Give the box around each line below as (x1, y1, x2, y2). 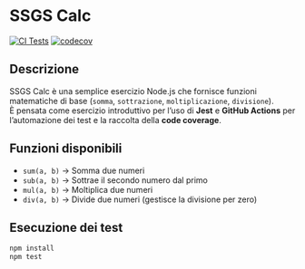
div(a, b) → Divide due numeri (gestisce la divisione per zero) (22, 194, 258, 205)
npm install (9, 244, 54, 254)
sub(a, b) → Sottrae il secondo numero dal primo (22, 174, 209, 186)
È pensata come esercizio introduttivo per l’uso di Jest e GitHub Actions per (9, 105, 296, 116)
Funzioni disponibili (9, 141, 123, 157)
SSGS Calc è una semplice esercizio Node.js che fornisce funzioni (9, 85, 257, 96)
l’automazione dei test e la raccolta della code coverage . (9, 114, 222, 125)
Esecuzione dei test (9, 219, 123, 235)
